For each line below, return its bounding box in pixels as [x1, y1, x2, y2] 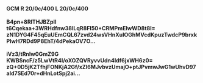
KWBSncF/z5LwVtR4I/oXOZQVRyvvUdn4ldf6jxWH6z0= [6, 57, 153, 64]
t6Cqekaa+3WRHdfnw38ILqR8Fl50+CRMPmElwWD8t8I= [6, 25, 155, 32]
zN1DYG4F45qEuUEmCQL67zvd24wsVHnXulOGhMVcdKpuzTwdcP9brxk [6, 31, 198, 39]
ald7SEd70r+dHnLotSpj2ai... [6, 70, 80, 77]
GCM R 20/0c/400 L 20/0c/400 [6, 5, 88, 12]
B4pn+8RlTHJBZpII [6, 18, 57, 25]
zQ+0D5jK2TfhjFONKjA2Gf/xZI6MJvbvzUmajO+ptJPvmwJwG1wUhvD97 [6, 64, 196, 71]
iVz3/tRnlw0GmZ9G [6, 50, 59, 58]
